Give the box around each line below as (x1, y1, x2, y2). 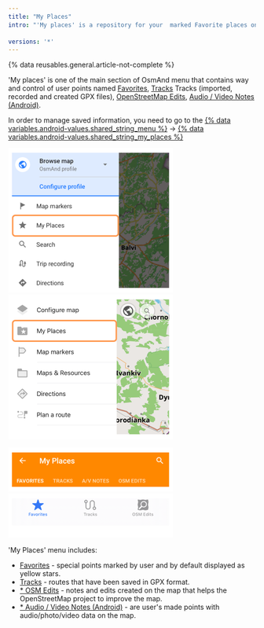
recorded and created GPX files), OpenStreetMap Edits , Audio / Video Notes (8, 92, 255, 101)
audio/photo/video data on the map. (19, 611, 136, 620)
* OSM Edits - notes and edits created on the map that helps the (19, 586, 228, 595)
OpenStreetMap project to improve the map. (19, 594, 163, 604)
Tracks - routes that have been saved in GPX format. (19, 578, 190, 587)
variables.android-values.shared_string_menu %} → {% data (8, 124, 204, 134)
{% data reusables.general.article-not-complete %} (8, 60, 175, 70)
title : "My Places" (8, 13, 72, 20)
